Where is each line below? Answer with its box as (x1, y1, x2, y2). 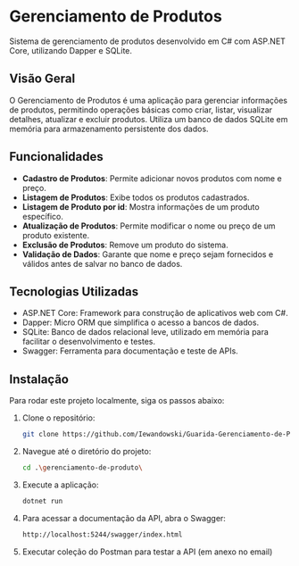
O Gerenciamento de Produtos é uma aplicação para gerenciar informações (9, 95, 288, 105)
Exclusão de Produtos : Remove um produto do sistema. (21, 239, 229, 250)
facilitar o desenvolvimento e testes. (21, 337, 156, 347)
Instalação (9, 371, 70, 387)
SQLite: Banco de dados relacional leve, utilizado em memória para (21, 327, 270, 337)
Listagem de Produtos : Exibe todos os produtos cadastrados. (21, 192, 250, 203)
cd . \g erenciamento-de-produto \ (21, 463, 143, 472)
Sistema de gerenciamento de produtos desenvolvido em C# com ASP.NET (9, 36, 286, 46)
